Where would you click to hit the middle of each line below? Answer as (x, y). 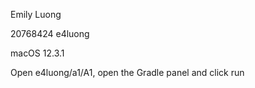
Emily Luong (36, 14)
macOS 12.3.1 (37, 53)
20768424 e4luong (50, 33)
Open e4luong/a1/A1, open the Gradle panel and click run (127, 72)
